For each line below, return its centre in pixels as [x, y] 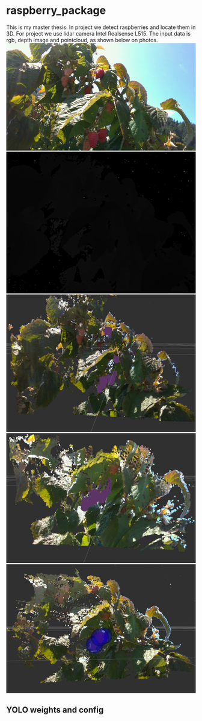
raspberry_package [56, 11]
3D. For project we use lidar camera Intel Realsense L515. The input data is [99, 33]
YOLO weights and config [55, 710]
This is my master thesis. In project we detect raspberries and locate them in [101, 27]
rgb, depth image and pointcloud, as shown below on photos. [82, 40]
